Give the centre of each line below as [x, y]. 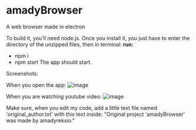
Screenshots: [22, 73]
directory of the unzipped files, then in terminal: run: [70, 44]
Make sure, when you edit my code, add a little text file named [82, 108]
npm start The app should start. [53, 62]
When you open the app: [36, 85]
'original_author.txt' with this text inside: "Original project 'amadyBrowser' [96, 114]
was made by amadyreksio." [40, 120]
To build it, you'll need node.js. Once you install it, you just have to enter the [98, 38]
